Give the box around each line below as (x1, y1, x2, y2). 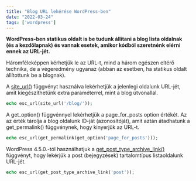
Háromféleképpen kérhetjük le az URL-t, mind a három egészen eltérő (6, 59, 174, 66)
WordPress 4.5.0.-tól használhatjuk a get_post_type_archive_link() (6, 146, 165, 153)
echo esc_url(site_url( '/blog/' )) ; (6, 101, 93, 107)
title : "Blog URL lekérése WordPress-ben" (6, 8, 111, 15)
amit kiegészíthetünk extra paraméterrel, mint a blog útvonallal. (6, 89, 158, 97)
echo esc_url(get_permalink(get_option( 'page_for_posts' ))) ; (6, 135, 159, 141)
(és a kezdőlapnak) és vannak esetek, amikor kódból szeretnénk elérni (6, 42, 181, 49)
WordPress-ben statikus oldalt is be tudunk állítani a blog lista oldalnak (6, 36, 183, 43)
